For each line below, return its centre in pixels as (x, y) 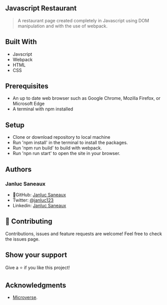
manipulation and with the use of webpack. (62, 26)
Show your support (36, 255)
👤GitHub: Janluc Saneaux (39, 195)
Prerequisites (27, 86)
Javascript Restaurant (41, 8)
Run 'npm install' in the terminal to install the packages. (70, 143)
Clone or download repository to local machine (61, 137)
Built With (21, 42)
